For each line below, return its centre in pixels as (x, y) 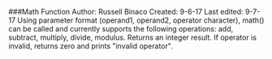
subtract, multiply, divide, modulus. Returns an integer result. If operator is (133, 37)
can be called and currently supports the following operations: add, (121, 29)
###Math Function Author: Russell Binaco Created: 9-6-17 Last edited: (126, 12)
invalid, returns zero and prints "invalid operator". (91, 46)
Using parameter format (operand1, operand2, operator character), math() (141, 20)
